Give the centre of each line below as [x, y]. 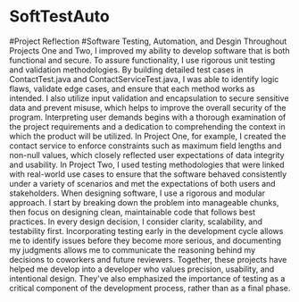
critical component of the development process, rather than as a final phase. [150, 288]
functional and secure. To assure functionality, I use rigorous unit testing [142, 60]
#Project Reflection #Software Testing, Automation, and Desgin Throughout [148, 41]
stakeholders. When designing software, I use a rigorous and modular [137, 193]
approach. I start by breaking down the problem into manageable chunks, [144, 202]
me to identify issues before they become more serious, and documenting [145, 240]
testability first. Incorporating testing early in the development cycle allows [146, 231]
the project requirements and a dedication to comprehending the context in [147, 126]
